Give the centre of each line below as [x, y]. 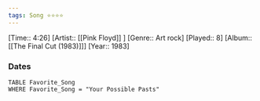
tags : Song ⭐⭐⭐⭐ [36, 15]
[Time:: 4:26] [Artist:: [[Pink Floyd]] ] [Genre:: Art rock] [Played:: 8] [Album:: [130, 38]
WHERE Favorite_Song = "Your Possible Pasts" [84, 89]
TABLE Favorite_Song [42, 82]
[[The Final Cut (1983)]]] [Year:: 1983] [69, 46]
